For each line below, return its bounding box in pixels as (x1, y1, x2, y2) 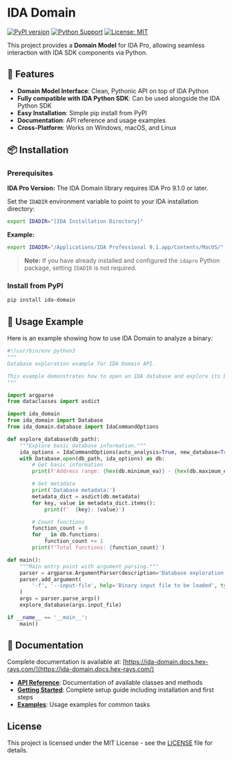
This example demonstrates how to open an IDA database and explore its (7, 373, 221, 380)
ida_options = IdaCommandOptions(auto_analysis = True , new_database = (19, 449, 221, 456)
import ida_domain (7, 411, 60, 418)
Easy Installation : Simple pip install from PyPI (17, 108, 147, 117)
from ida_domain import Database (7, 417, 104, 424)
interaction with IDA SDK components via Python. (7, 48, 148, 57)
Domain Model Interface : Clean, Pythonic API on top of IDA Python (17, 86, 209, 95)
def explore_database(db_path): (7, 436, 100, 442)
